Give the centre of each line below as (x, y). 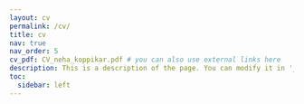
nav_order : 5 (34, 52)
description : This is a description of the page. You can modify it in (147, 69)
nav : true (28, 43)
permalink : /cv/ (40, 26)
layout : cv (30, 18)
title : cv (28, 34)
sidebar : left (44, 85)
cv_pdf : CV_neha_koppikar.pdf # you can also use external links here (145, 60)
